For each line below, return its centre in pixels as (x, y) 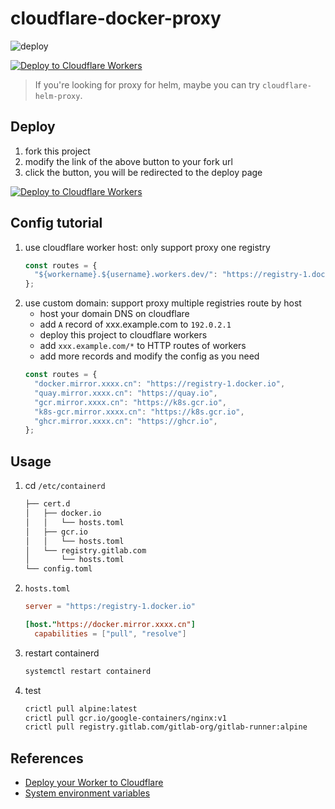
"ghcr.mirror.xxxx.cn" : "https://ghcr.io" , (126, 421)
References (47, 758)
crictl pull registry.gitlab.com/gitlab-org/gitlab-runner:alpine (166, 727)
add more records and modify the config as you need (149, 356)
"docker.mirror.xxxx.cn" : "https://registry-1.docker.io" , (160, 384)
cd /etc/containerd (65, 486)
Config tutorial (56, 223)
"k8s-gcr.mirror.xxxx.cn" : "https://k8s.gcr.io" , (139, 412)
